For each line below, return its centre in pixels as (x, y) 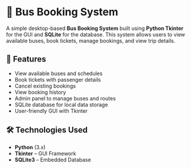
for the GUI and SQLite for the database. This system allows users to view (95, 34)
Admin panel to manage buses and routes (65, 98)
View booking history (40, 92)
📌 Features (26, 59)
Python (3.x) (30, 147)
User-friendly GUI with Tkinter (51, 110)
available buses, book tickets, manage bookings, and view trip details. (91, 41)
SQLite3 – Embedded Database (53, 159)
